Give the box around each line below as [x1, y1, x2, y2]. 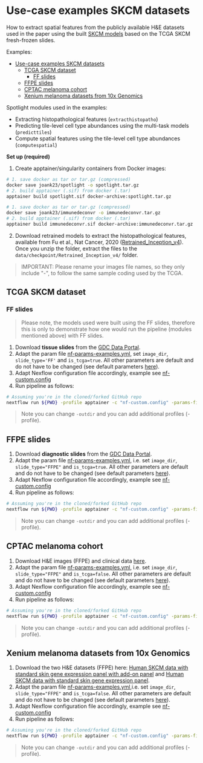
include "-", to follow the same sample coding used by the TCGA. [21, 269, 183, 277]
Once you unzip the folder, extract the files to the [14, 244, 138, 252]
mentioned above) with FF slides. [21, 332, 104, 339]
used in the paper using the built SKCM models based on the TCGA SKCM [6, 30, 190, 37]
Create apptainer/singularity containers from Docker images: [14, 165, 166, 172]
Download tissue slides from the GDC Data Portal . [14, 343, 141, 351]
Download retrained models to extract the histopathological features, [14, 232, 187, 239]
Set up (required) [6, 152, 50, 160]
